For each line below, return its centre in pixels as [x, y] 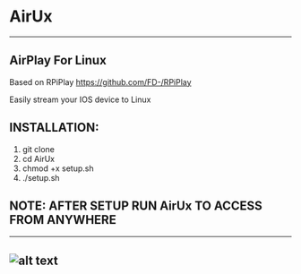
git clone [39, 149]
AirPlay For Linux [58, 60]
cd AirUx [39, 158]
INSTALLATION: [55, 128]
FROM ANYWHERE [63, 220]
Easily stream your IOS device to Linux [80, 99]
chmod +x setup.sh [58, 168]
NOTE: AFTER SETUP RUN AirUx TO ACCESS [136, 205]
